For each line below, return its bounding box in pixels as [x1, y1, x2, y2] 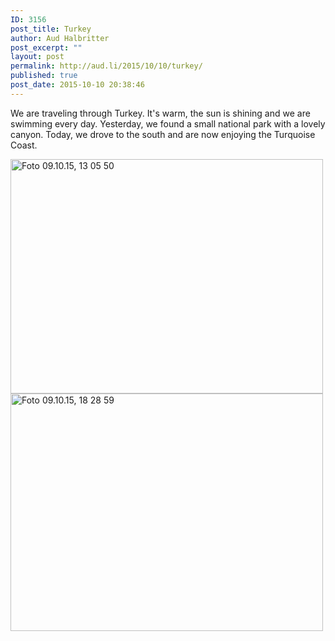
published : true [10, 71, 78, 81]
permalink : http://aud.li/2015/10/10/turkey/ [10, 61, 203, 71]
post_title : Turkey [10, 24, 92, 34]
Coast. [10, 139, 38, 151]
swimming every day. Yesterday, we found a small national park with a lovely [10, 117, 326, 130]
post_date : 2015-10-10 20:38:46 [10, 80, 145, 90]
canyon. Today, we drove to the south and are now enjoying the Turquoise [10, 128, 316, 140]
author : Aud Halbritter [10, 33, 110, 43]
